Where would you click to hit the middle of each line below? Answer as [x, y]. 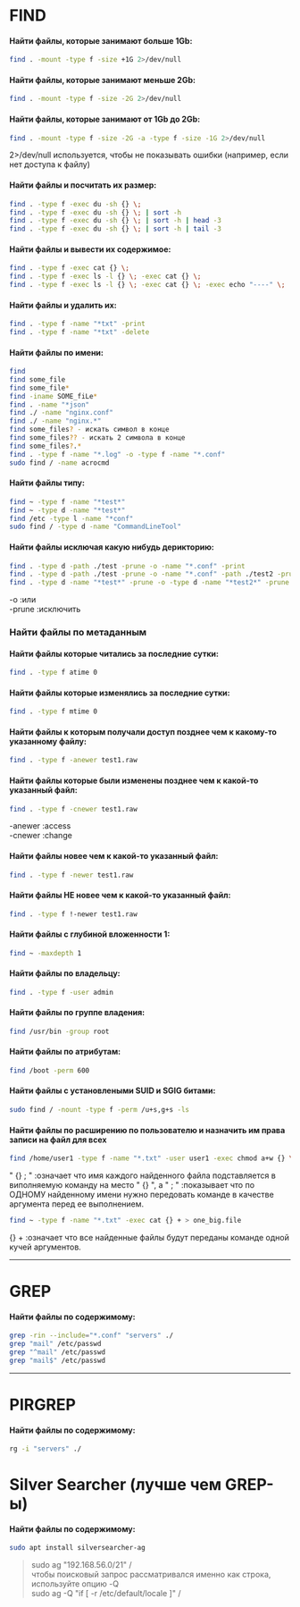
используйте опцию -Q [75, 1584]
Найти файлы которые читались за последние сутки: [114, 653]
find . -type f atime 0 [54, 673]
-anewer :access [40, 826]
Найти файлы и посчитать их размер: [83, 185]
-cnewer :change [41, 836]
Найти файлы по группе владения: [77, 1013]
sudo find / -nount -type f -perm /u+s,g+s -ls [100, 1110]
